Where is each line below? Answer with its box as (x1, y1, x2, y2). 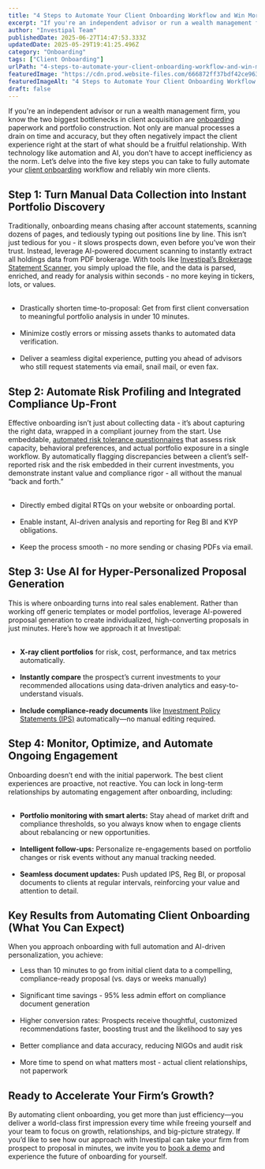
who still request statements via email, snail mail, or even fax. (19, 362, 219, 371)
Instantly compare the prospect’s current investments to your (19, 672, 221, 682)
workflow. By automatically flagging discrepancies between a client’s (8, 452, 233, 461)
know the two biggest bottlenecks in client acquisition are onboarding (8, 115, 235, 125)
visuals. (58, 689, 84, 698)
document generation (19, 999, 91, 1009)
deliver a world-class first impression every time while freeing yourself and (8, 1119, 252, 1128)
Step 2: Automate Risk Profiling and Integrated (8, 385, 241, 398)
